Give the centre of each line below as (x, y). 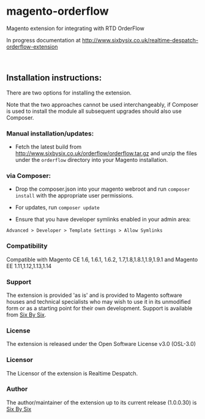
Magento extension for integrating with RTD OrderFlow (76, 28)
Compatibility (27, 246)
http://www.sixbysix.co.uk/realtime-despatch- (140, 40)
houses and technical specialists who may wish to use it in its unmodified (99, 301)
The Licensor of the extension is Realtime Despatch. (72, 373)
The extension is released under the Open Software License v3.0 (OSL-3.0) (101, 344)
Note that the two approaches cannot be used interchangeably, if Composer (102, 104)
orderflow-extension (32, 47)
